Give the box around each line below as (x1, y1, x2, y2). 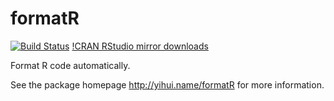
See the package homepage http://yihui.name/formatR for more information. (10, 78, 325, 91)
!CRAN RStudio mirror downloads (71, 40, 209, 52)
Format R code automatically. (10, 59, 131, 71)
